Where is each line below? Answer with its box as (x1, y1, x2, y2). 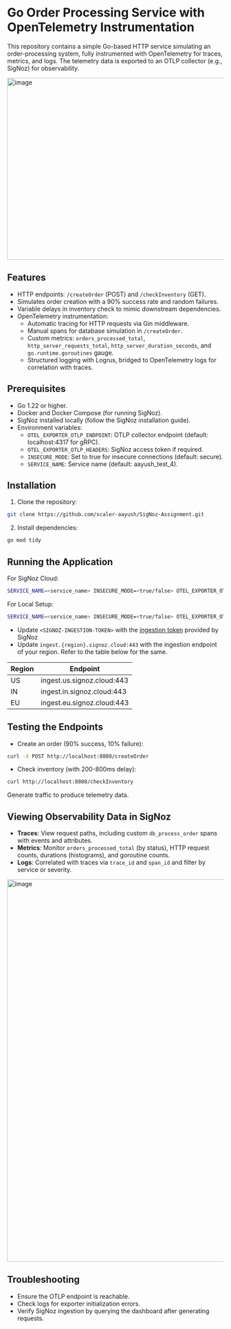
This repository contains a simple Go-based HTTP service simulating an (7, 42, 211, 50)
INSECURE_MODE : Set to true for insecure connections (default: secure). (27, 452, 223, 461)
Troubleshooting (7, 1274, 80, 1286)
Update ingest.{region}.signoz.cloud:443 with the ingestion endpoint (16, 640, 217, 648)
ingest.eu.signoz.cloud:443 (41, 698, 129, 707)
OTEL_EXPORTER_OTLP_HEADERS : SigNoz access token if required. (27, 445, 204, 453)
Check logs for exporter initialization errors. (16, 1299, 141, 1308)
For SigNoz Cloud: (7, 574, 59, 582)
